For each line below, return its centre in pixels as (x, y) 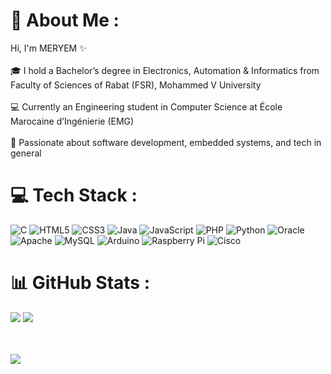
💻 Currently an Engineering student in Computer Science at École (146, 106)
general (26, 153)
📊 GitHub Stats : (80, 283)
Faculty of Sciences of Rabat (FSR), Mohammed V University (136, 85)
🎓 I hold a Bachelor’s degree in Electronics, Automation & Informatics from (165, 70)
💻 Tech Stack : (74, 195)
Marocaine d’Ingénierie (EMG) (72, 121)
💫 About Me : (65, 20)
